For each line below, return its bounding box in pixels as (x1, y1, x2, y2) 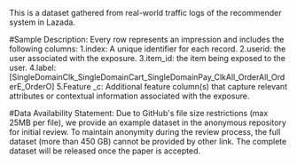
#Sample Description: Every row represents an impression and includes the (9, 35, 285, 44)
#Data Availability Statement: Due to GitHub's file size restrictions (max (9, 108, 269, 118)
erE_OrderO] (9, 82, 55, 91)
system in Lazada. (9, 17, 75, 27)
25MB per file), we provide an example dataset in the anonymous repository (9, 117, 286, 128)
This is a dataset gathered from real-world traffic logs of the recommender (9, 8, 282, 18)
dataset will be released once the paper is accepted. (9, 145, 201, 156)
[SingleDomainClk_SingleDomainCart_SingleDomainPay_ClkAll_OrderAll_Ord (9, 72, 285, 82)
